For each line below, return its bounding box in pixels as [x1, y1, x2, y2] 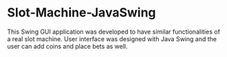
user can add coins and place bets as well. [7, 42, 129, 50]
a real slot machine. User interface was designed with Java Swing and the [7, 34, 217, 43]
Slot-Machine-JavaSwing [7, 5, 156, 21]
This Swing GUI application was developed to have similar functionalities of [7, 27, 220, 36]
